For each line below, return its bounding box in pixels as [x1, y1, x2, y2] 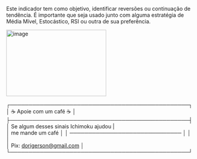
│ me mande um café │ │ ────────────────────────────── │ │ [6, 129, 191, 136]
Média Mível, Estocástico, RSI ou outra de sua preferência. [6, 18, 151, 25]
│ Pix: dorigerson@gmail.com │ [6, 142, 84, 149]
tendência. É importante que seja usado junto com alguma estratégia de [6, 11, 184, 19]
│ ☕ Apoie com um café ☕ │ [6, 108, 76, 115]
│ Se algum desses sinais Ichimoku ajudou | [6, 123, 115, 130]
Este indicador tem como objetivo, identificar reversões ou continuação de [6, 5, 191, 12]
